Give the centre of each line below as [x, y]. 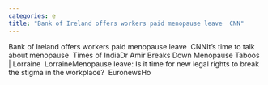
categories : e [32, 16]
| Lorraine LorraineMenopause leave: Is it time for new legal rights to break [134, 64]
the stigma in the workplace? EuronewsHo [80, 72]
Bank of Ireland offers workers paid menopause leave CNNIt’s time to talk [132, 46]
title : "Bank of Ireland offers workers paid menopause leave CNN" [126, 23]
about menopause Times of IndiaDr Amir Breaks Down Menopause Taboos [134, 55]
